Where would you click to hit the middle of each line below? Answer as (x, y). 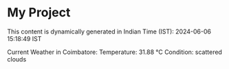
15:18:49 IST (24, 38)
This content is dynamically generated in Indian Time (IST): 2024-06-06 (109, 31)
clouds (17, 59)
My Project (39, 13)
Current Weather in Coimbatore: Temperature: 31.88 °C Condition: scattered (115, 52)
